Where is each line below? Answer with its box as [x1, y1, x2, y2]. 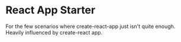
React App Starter [5, 3, 96, 17]
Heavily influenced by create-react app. [5, 29, 103, 36]
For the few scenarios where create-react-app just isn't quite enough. [5, 23, 176, 30]
